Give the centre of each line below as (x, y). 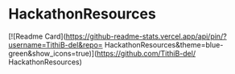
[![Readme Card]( (37, 36)
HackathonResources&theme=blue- (164, 44)
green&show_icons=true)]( (53, 53)
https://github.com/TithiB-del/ (146, 53)
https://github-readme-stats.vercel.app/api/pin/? (146, 36)
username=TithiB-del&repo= (56, 44)
